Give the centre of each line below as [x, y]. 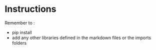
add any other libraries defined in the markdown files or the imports [81, 38]
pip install [22, 32]
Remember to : [20, 23]
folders [19, 43]
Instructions [30, 9]
